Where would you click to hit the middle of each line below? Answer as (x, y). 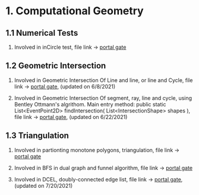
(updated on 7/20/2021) (43, 185)
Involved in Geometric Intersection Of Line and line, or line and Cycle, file (103, 80)
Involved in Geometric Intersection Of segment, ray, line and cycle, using (103, 98)
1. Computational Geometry (75, 11)
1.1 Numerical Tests (42, 33)
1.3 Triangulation (37, 136)
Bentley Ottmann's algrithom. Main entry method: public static (90, 104)
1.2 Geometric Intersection (56, 66)
